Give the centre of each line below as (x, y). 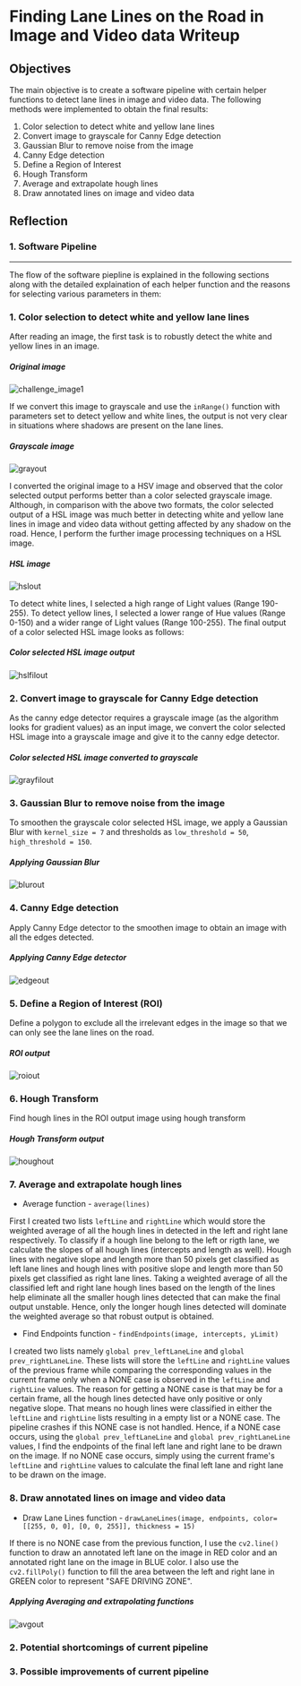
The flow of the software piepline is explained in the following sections (139, 274)
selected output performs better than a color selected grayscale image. (141, 495)
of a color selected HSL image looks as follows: (97, 632)
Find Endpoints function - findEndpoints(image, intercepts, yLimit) (150, 1334)
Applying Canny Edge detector (68, 958)
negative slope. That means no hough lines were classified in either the (141, 1408)
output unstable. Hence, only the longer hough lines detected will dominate (148, 1307)
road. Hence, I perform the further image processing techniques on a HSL (146, 533)
